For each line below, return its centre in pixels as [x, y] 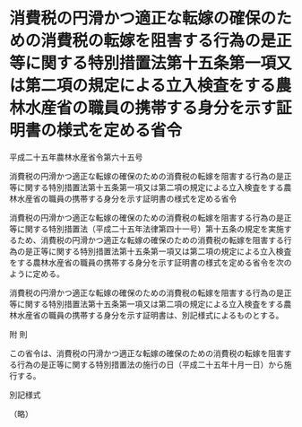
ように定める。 [37, 274]
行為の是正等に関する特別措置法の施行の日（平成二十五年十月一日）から [150, 364]
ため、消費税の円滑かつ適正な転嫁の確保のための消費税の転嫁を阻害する [150, 240]
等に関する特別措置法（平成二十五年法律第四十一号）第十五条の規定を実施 [147, 229]
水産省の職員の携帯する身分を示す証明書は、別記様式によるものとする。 [150, 315]
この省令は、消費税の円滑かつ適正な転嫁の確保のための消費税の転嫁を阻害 [147, 353]
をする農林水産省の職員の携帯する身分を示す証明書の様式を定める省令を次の [151, 262]
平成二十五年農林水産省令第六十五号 [76, 157]
